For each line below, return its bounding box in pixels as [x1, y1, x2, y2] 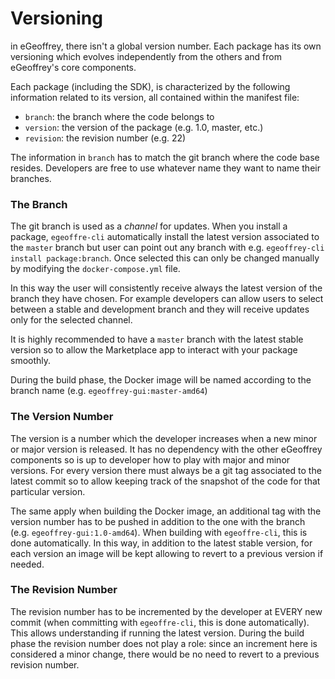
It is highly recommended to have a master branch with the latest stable [10, 333, 304, 346]
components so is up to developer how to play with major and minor [10, 453, 291, 466]
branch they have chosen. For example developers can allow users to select [10, 293, 324, 305]
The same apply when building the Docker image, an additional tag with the [10, 505, 322, 517]
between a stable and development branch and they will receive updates [10, 303, 310, 316]
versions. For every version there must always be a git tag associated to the [10, 464, 322, 476]
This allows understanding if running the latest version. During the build [10, 627, 305, 639]
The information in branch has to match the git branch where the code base [10, 151, 320, 163]
